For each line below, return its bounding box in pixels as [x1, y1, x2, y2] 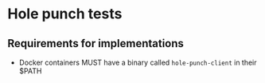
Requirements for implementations [7, 37, 185, 50]
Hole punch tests [7, 5, 123, 23]
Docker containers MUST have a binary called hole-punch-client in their [18, 57, 257, 67]
